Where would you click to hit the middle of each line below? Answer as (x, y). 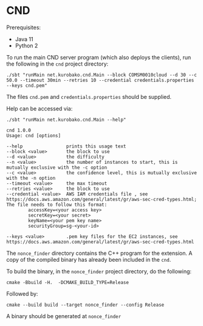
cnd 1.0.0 (19, 130)
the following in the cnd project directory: (57, 64)
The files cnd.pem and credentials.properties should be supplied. (89, 97)
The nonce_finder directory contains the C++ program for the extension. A (99, 253)
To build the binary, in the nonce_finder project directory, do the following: (99, 271)
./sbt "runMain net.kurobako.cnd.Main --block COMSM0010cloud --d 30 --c (102, 75)
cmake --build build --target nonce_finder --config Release (85, 305)
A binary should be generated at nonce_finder (64, 316)
